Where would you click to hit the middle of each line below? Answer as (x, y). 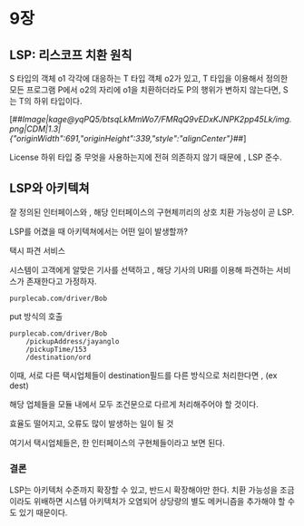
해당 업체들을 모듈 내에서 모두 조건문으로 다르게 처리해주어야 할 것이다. (134, 404)
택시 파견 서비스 (38, 250)
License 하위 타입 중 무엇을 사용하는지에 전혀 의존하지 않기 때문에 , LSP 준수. (146, 157)
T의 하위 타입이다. (50, 101)
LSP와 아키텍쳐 (49, 188)
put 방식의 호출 (36, 316)
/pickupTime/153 (57, 349)
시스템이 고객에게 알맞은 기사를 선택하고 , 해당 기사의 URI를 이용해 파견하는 (142, 269)
